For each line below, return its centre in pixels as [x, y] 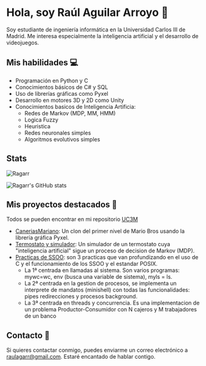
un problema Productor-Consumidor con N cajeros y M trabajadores [111, 310]
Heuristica [37, 126]
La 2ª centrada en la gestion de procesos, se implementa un [100, 283]
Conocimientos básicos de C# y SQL [62, 87]
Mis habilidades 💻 [42, 63]
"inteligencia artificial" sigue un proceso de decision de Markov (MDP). [105, 251]
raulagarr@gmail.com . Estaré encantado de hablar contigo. [81, 357]
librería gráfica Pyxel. [42, 238]
